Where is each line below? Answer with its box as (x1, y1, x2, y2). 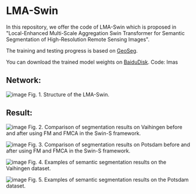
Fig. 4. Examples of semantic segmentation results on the (28, 158, 167, 165)
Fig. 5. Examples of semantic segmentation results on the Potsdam (28, 176, 189, 183)
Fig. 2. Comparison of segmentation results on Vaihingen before (28, 123, 183, 130)
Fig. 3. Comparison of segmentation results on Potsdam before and (28, 141, 190, 148)
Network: (6, 75, 42, 85)
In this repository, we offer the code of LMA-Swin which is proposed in (6, 23, 177, 30)
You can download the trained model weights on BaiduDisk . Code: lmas (6, 58, 178, 65)
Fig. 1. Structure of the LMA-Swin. (28, 91, 109, 98)
